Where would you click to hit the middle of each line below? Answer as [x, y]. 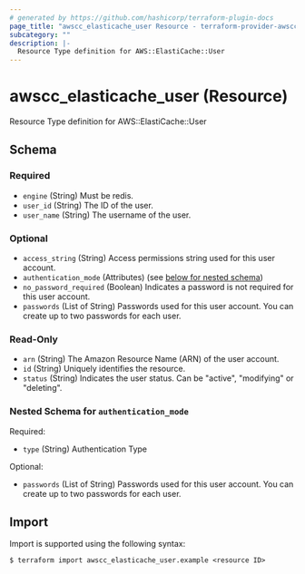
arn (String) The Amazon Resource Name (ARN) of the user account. [151, 359]
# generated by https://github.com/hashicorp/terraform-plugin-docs [142, 18]
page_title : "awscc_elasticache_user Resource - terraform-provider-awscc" [156, 26]
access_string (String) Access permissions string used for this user [148, 258]
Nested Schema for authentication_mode [99, 412]
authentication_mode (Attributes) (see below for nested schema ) [143, 277]
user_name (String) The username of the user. [107, 215]
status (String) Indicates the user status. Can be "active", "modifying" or [158, 378]
